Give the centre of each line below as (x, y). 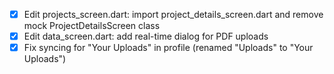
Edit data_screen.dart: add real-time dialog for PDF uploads (146, 36)
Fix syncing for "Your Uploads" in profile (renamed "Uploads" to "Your (168, 48)
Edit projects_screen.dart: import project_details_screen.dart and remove (173, 14)
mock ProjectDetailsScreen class (92, 26)
